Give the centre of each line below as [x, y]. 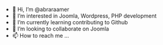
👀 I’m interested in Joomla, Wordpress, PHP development [84, 16]
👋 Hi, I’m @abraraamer [40, 9]
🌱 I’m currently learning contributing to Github [70, 22]
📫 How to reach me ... [40, 36]
